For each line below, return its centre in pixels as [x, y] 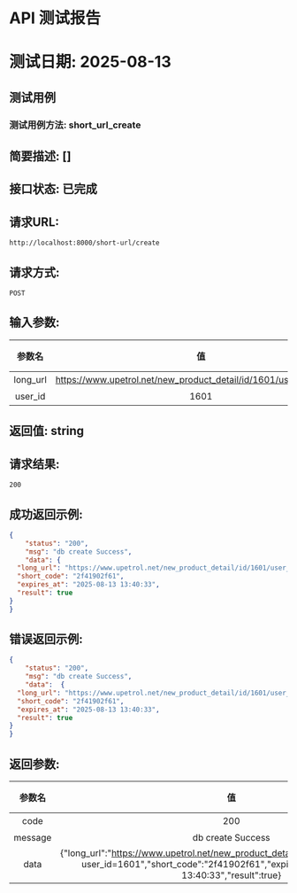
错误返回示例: [46, 639]
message [33, 838]
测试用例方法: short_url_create [75, 125]
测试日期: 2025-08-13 [91, 62]
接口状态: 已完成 [53, 189]
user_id [30, 396]
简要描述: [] [40, 156]
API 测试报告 [55, 18]
